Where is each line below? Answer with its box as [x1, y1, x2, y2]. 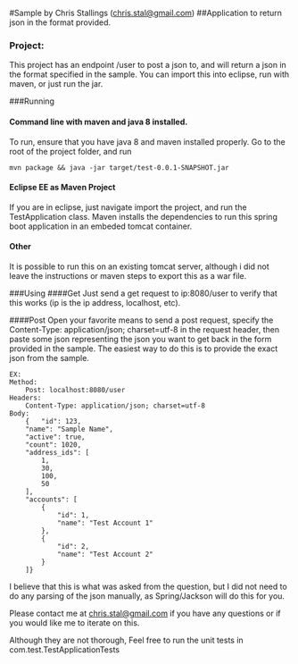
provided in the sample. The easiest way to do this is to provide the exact [9, 343, 278, 354]
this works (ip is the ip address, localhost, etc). [9, 297, 181, 307]
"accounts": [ [25, 495, 78, 504]
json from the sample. [9, 352, 89, 363]
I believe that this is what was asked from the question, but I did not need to [9, 581, 287, 592]
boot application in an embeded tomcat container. [9, 221, 193, 231]
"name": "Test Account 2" [56, 550, 153, 559]
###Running [9, 96, 55, 106]
